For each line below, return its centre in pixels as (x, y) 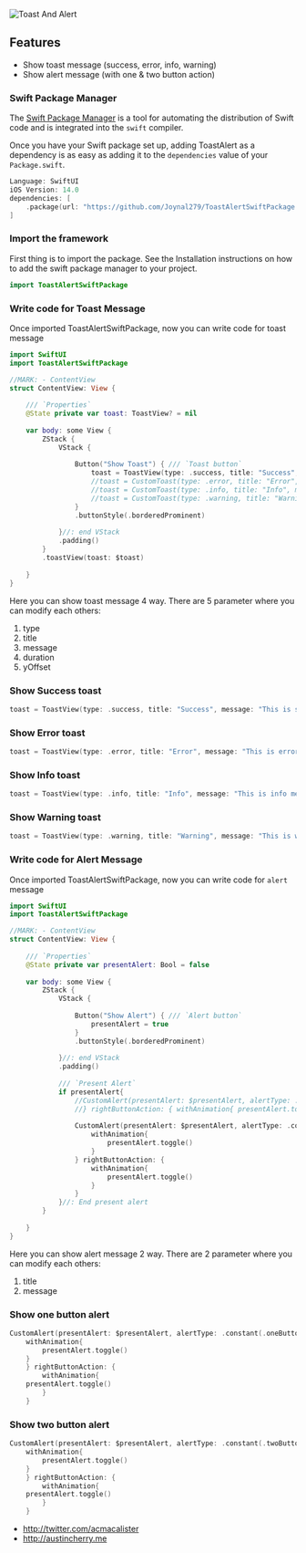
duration (38, 657)
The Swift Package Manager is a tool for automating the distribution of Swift (152, 118)
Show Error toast (47, 733)
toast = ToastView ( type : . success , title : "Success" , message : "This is (150, 709)
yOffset (37, 667)
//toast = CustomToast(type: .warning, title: (181, 498)
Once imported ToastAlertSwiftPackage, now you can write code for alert (149, 880)
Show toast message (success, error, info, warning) (119, 65)
